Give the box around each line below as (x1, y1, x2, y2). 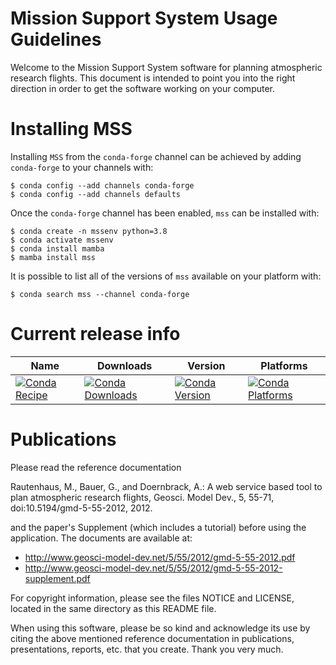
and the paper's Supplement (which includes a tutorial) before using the (10, 521, 307, 533)
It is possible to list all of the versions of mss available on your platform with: (10, 270, 322, 282)
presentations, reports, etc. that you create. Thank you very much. (10, 643, 284, 655)
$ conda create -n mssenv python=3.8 (10, 226, 168, 236)
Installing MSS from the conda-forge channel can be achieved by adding (10, 150, 302, 162)
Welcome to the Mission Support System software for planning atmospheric (10, 61, 323, 73)
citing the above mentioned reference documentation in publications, (10, 632, 295, 644)
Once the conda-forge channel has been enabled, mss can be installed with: (10, 207, 320, 219)
